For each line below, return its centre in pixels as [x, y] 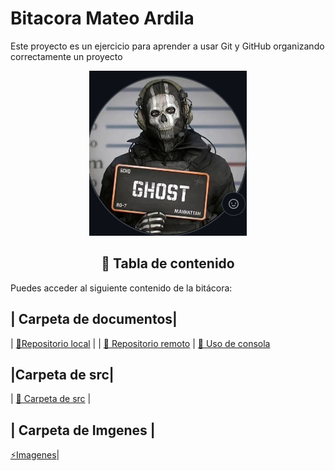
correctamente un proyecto [66, 56]
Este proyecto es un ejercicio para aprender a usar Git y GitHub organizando [167, 46]
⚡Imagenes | [35, 455]
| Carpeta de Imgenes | [83, 430]
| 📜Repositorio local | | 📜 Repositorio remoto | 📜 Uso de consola [140, 343]
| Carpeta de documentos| [94, 319]
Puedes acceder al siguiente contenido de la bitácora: [121, 288]
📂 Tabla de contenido [168, 263]
